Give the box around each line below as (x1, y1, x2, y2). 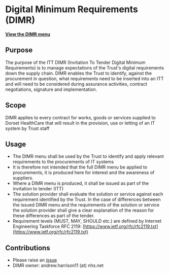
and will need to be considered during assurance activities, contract (5, 81, 148, 87)
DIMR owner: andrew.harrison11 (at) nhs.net (12, 262, 104, 268)
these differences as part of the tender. (12, 213, 95, 219)
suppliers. (12, 175, 34, 181)
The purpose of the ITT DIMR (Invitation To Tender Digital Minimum (5, 59, 146, 65)
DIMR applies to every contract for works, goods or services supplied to (5, 114, 156, 120)
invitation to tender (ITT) (12, 186, 64, 192)
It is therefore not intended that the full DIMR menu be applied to (12, 164, 148, 170)
